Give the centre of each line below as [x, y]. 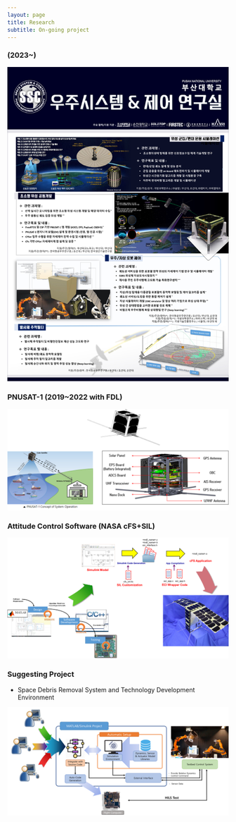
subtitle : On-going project [48, 30]
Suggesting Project [41, 675]
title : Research [31, 22]
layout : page [26, 15]
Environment [36, 697]
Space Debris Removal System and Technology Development [106, 689]
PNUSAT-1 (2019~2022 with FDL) [65, 397]
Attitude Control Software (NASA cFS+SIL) [81, 527]
